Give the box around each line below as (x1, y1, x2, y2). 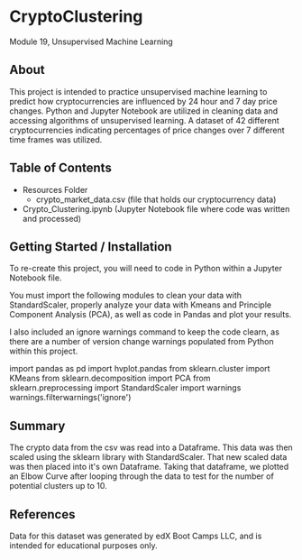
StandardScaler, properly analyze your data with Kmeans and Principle (9, 299, 272, 310)
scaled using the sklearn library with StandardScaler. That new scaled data (9, 452, 288, 463)
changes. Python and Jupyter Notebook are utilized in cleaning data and (9, 106, 279, 116)
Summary (9, 418, 66, 434)
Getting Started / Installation (9, 239, 173, 254)
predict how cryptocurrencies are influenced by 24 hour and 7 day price (9, 96, 278, 106)
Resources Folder (22, 184, 88, 195)
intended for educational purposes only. (9, 540, 158, 551)
